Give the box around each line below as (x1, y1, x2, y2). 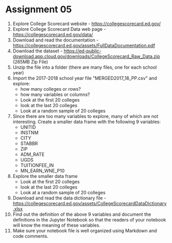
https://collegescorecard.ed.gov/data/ (12, 31, 93, 37)
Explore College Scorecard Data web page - (12, 26, 106, 32)
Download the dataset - (12, 48, 63, 54)
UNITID (20, 124, 36, 130)
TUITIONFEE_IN (20, 162, 54, 168)
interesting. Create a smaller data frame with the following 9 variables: (12, 118, 161, 125)
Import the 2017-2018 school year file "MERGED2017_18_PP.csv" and (12, 75, 157, 81)
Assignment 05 (5, 4, 72, 15)
